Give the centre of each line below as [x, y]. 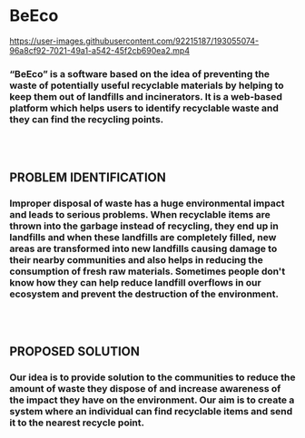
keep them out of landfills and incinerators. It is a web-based [146, 96]
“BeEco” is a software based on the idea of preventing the [140, 73]
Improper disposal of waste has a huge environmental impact [147, 203]
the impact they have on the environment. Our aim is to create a [152, 400]
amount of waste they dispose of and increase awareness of [145, 389]
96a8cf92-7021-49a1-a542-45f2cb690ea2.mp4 [100, 50]
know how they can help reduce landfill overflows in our [135, 282]
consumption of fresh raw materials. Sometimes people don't [148, 271]
